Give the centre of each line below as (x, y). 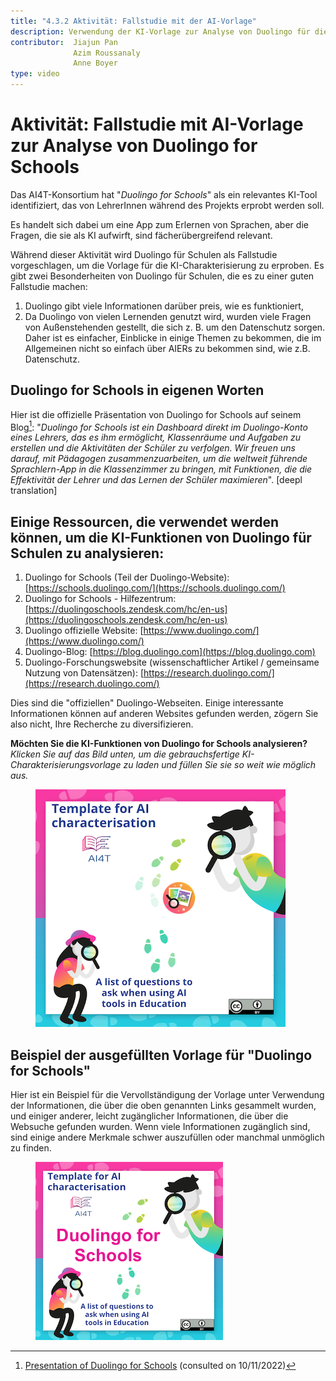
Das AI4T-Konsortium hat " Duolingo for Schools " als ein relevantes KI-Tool (164, 194)
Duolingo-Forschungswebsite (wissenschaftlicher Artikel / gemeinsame (172, 662)
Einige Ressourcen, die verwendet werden (145, 521)
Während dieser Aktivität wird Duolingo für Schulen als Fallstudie (144, 254)
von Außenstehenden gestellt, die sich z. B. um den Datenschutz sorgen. (175, 327)
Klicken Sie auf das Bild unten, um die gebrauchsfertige (125, 754)
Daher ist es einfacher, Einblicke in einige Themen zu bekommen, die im (173, 337)
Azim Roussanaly (107, 53)
